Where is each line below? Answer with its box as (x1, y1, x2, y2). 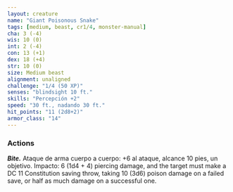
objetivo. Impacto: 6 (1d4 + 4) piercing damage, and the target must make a (7, 161, 227, 169)
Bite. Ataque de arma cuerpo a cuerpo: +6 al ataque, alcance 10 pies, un (7, 154, 218, 162)
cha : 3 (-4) (7, 30, 42, 37)
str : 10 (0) (7, 63, 42, 70)
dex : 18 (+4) (7, 56, 46, 63)
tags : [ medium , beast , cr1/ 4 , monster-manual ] (7, 23, 146, 30)
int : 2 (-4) (7, 43, 42, 50)
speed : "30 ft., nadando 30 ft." (7, 102, 106, 109)
